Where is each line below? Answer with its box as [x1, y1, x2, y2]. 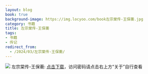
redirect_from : [5, 44, 37, 49]
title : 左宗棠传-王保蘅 [5, 26, 49, 31]
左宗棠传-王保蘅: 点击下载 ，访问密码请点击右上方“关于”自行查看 [11, 63, 142, 69]
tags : [5, 30, 16, 35]
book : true [5, 12, 28, 17]
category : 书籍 [5, 21, 35, 26]
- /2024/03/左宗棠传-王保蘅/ [9, 49, 65, 54]
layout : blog [5, 7, 32, 12]
